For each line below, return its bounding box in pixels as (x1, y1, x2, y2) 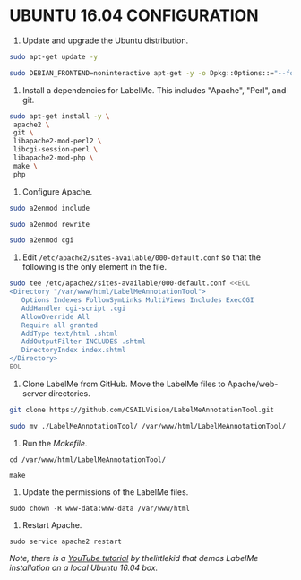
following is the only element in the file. (21, 262, 168, 273)
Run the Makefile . (21, 437, 88, 448)
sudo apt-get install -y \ (9, 111, 110, 121)
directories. (47, 387, 91, 399)
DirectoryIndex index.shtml (21, 346, 126, 355)
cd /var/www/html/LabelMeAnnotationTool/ (9, 454, 167, 464)
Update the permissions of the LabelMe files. (21, 486, 189, 498)
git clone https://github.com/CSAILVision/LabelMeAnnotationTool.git (9, 405, 275, 414)
